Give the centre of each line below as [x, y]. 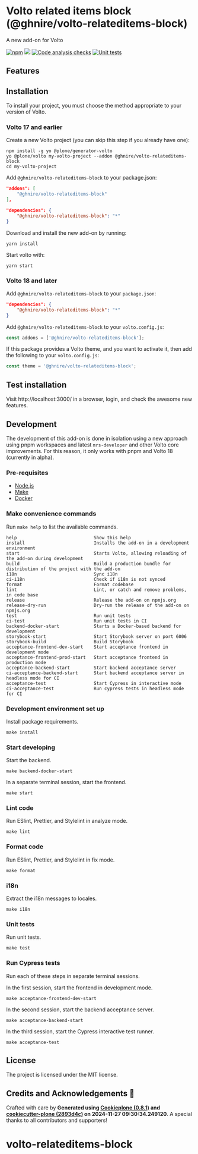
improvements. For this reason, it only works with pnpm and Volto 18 [90, 451]
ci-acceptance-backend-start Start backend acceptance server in [95, 673]
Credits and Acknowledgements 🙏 [71, 1093]
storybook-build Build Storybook [70, 642]
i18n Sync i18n [62, 574]
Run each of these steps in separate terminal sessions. [73, 976]
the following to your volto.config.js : [53, 356]
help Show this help [69, 537]
